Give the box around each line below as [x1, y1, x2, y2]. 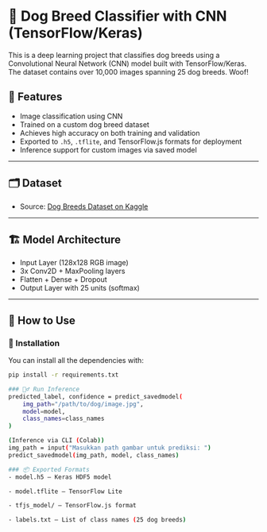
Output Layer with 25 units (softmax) [19, 283, 141, 293]
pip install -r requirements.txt [8, 371, 119, 380]
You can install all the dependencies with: [8, 356, 145, 365]
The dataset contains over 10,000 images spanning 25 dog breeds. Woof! [8, 67, 249, 76]
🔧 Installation [8, 337, 60, 349]
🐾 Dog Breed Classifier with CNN [8, 7, 227, 25]
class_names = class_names [22, 414, 105, 423]
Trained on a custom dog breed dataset [19, 119, 149, 129]
